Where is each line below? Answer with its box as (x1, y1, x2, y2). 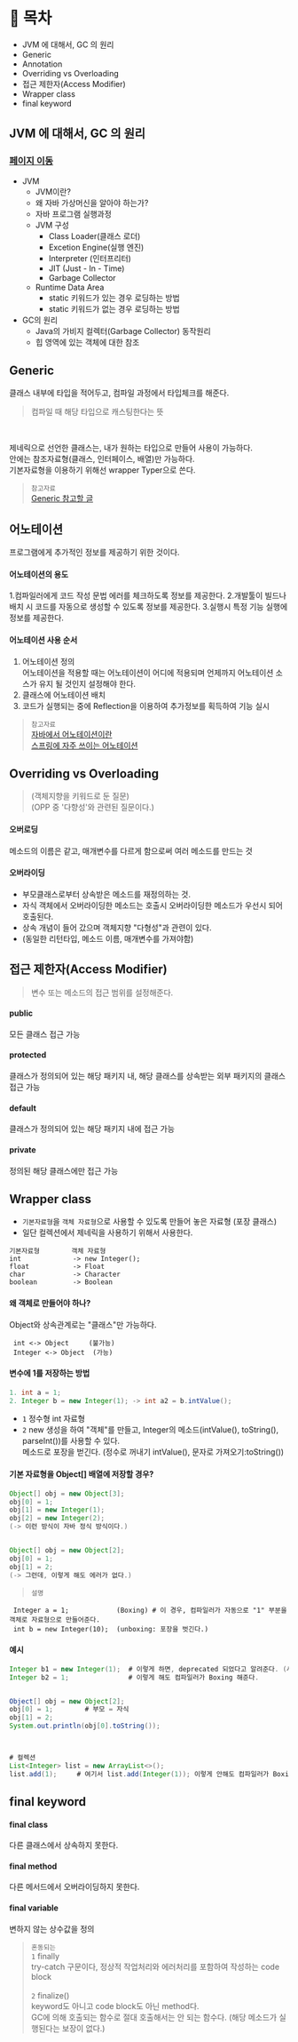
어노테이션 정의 (21, 656, 75, 666)
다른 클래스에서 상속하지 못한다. (9, 1840, 119, 1851)
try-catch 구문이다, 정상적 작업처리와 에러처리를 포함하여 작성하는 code (30, 1961, 280, 1972)
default (9, 1103, 37, 1113)
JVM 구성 (35, 219, 69, 230)
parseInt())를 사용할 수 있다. (21, 1436, 121, 1447)
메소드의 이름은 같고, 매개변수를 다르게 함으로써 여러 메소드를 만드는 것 (9, 845, 253, 856)
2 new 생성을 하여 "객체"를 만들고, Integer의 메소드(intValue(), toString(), (21, 1424, 279, 1435)
